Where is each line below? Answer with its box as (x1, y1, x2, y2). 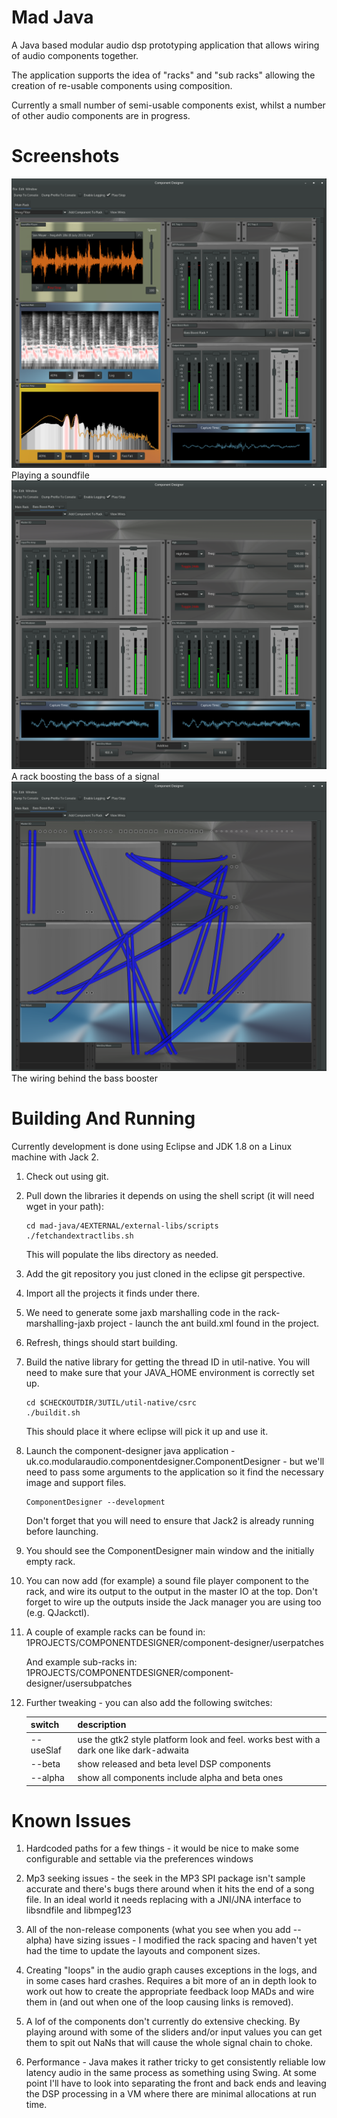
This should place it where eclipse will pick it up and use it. (25, 1425, 269, 1437)
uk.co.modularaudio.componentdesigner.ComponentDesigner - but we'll (25, 1455, 325, 1467)
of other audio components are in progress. (11, 109, 191, 121)
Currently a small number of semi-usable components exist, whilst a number (11, 99, 326, 111)
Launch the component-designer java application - (25, 1444, 236, 1456)
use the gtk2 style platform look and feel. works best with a (77, 1733, 321, 1745)
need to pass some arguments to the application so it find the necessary (25, 1466, 324, 1478)
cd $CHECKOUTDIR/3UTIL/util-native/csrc (25, 1397, 197, 1408)
